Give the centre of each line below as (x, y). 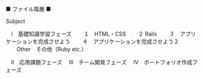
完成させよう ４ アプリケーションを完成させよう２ (108, 41)
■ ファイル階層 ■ (29, 9)
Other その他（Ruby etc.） (52, 49)
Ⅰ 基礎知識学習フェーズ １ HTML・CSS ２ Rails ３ (93, 34)
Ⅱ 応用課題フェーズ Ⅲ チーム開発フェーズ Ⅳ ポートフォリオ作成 (101, 62)
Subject (15, 21)
